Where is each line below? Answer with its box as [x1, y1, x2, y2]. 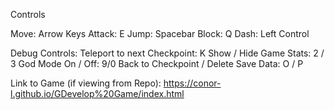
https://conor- [163, 77, 222, 89]
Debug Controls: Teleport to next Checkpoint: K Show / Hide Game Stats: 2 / [10, 47, 325, 59]
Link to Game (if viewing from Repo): [10, 77, 162, 89]
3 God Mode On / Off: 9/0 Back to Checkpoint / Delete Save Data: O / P [10, 58, 304, 69]
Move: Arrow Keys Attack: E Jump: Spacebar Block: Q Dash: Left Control [10, 28, 310, 39]
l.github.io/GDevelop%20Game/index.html [10, 88, 185, 99]
